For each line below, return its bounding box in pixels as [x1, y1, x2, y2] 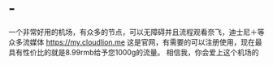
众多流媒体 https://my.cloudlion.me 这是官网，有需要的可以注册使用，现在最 [8, 37, 262, 47]
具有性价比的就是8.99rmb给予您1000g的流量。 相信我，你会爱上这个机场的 [8, 47, 259, 57]
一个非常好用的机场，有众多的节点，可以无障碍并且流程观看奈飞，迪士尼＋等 [8, 27, 265, 37]
